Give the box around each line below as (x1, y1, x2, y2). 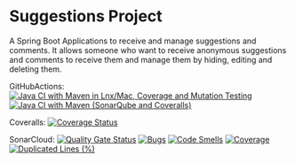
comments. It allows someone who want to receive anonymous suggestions (9, 44, 287, 55)
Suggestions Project (9, 6, 163, 27)
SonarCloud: (9, 134, 55, 144)
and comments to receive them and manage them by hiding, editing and (9, 54, 273, 65)
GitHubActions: (9, 81, 65, 91)
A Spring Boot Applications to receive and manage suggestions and (9, 35, 257, 46)
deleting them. (9, 64, 62, 74)
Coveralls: (9, 117, 46, 128)
